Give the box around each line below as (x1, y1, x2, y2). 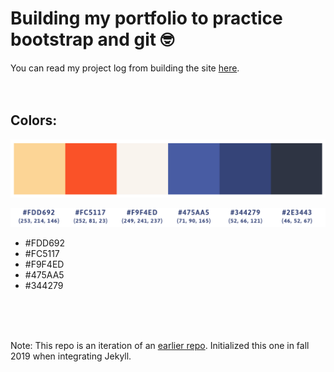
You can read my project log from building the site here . (10, 62, 240, 74)
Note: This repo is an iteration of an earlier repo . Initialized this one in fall (10, 339, 310, 351)
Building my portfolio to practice (10, 7, 283, 30)
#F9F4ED (24, 258, 65, 270)
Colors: (10, 112, 58, 129)
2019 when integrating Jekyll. (10, 350, 132, 362)
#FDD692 (24, 237, 66, 249)
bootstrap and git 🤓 (10, 28, 175, 51)
